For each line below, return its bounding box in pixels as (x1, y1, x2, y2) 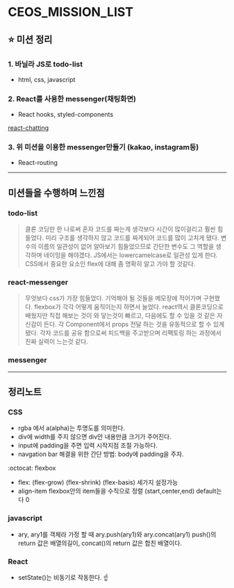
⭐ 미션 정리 (8, 33, 53, 45)
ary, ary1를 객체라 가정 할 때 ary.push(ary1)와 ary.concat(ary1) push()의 (17, 530, 217, 539)
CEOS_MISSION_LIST (8, 4, 134, 20)
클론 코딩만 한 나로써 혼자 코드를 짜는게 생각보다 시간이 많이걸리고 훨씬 (24, 225, 216, 234)
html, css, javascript (17, 75, 76, 83)
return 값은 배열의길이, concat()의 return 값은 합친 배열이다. (17, 539, 183, 547)
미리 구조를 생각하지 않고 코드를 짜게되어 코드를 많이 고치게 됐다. (45, 234, 219, 242)
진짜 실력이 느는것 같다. (24, 338, 89, 346)
